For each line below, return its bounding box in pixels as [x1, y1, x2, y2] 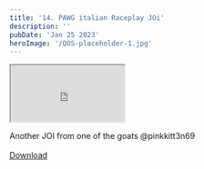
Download [9, 150, 48, 161]
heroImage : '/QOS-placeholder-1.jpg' [9, 38, 153, 48]
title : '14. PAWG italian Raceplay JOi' [9, 13, 166, 23]
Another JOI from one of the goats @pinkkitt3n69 [9, 131, 196, 142]
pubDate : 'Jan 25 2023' [9, 30, 100, 39]
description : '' [9, 22, 71, 31]
